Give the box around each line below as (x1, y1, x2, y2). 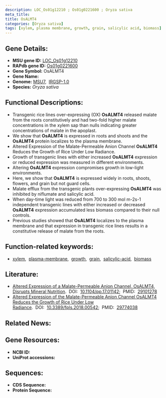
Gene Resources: (5, 336, 60, 344)
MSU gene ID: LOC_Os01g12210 (12, 57, 78, 63)
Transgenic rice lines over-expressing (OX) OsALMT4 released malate (12, 112, 157, 118)
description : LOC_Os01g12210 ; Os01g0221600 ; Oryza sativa (5, 7, 133, 12)
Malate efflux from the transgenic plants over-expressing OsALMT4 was (12, 185, 162, 192)
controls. (12, 212, 31, 218)
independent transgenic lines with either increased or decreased (12, 201, 146, 207)
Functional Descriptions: (5, 98, 83, 107)
